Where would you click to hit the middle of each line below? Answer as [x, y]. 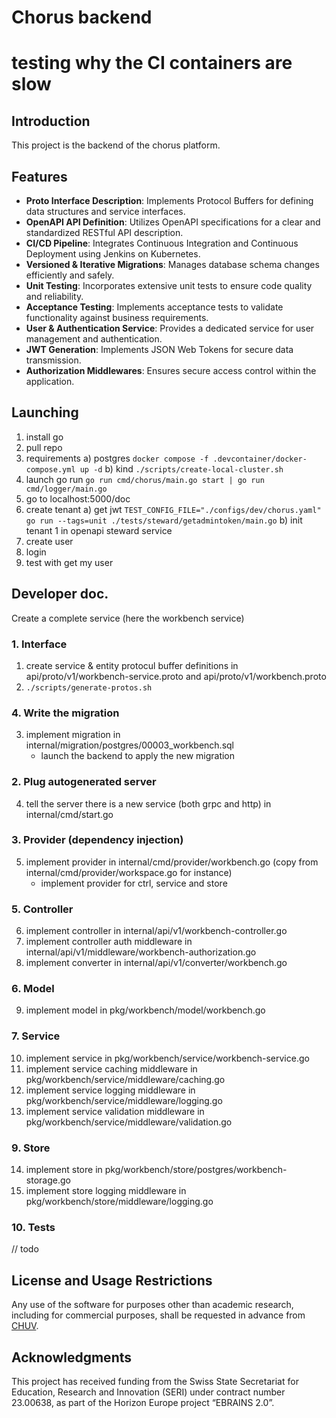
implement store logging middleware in [106, 1190]
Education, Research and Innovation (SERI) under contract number [148, 1392]
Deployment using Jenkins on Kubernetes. [113, 254]
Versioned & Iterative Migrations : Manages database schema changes [172, 264]
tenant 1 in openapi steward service [99, 530]
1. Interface [39, 644]
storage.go [48, 1180]
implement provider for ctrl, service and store [134, 883]
